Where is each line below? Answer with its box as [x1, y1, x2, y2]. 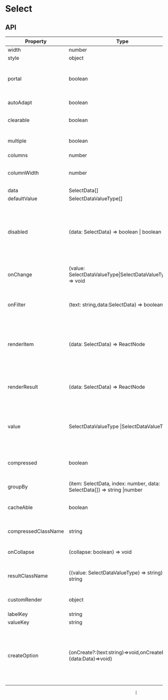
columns [7, 152, 28, 159]
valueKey [7, 619, 29, 626]
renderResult [7, 384, 38, 390]
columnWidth [7, 169, 39, 176]
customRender [7, 596, 42, 603]
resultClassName [7, 572, 48, 579]
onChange [7, 271, 32, 278]
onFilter [7, 301, 26, 308]
